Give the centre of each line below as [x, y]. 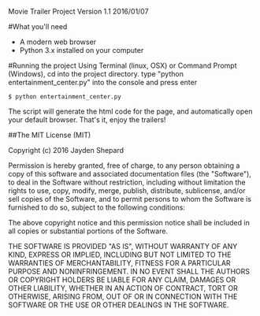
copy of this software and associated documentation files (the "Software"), [130, 174]
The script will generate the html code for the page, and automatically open [130, 111]
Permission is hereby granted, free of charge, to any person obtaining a [124, 165]
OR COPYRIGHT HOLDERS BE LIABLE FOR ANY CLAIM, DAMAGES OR [122, 280]
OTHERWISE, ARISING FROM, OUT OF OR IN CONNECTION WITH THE [123, 296]
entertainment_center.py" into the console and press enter [103, 82]
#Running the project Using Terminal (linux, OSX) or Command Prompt [123, 65]
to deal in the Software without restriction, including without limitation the [127, 182]
